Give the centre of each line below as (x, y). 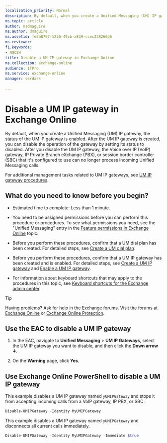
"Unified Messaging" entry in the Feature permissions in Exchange (81, 228)
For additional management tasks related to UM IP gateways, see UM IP (79, 175)
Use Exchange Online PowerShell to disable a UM (83, 376)
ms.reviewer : (19, 42)
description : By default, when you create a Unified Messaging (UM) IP (81, 16)
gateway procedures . (27, 180)
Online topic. (25, 233)
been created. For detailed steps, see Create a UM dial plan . (74, 248)
